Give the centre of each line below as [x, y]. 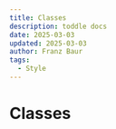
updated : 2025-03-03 [48, 43]
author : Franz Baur [46, 52]
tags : [19, 60]
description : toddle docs [58, 26]
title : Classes [38, 18]
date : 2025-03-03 [42, 35]
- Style [32, 69]
